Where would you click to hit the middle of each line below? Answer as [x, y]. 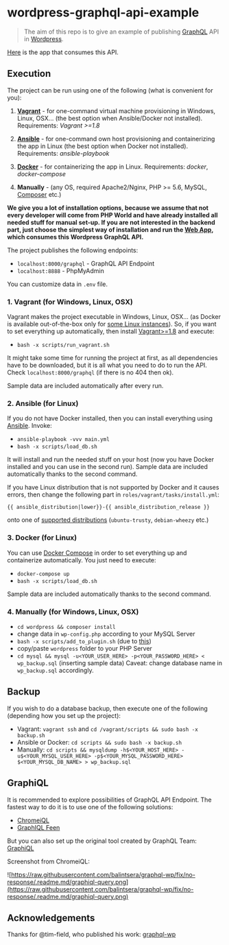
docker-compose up [43, 574]
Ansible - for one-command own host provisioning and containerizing [116, 139]
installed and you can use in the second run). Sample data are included [107, 467]
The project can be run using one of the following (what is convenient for [110, 90]
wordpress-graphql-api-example [103, 13]
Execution [29, 74]
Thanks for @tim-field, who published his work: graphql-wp [92, 935]
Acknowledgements [51, 918]
